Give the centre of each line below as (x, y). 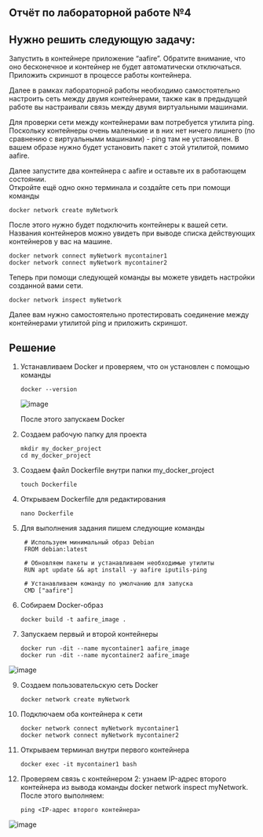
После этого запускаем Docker (72, 419)
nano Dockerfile (47, 514)
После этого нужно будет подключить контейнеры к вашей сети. (119, 225)
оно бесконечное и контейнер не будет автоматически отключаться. (125, 67)
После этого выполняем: (62, 795)
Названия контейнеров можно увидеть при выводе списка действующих (132, 233)
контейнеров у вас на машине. (61, 242)
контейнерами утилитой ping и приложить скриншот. (98, 323)
